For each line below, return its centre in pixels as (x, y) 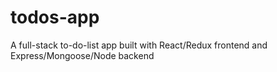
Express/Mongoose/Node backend (82, 55)
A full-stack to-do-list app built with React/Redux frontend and (139, 45)
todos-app (55, 17)
